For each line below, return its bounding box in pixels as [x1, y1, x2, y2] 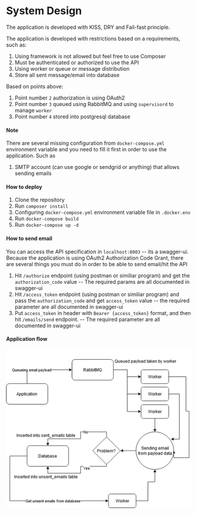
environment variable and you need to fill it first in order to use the [6, 146, 167, 153]
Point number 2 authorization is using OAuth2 [14, 94, 125, 101]
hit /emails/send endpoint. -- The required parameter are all [14, 316, 160, 323]
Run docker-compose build [14, 215, 79, 222]
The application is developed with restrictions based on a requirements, [6, 35, 180, 42]
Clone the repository [14, 196, 65, 204]
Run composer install [14, 203, 68, 210]
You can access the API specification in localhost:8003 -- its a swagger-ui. [6, 248, 189, 255]
